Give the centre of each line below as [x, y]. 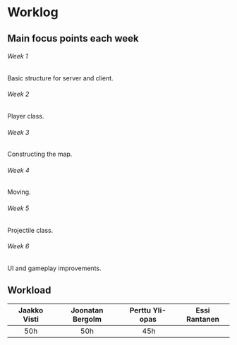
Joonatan [87, 310]
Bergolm [87, 319]
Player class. [26, 116]
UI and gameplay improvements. [54, 268]
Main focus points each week [73, 38]
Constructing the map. [40, 154]
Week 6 [18, 246]
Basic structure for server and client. [61, 78]
